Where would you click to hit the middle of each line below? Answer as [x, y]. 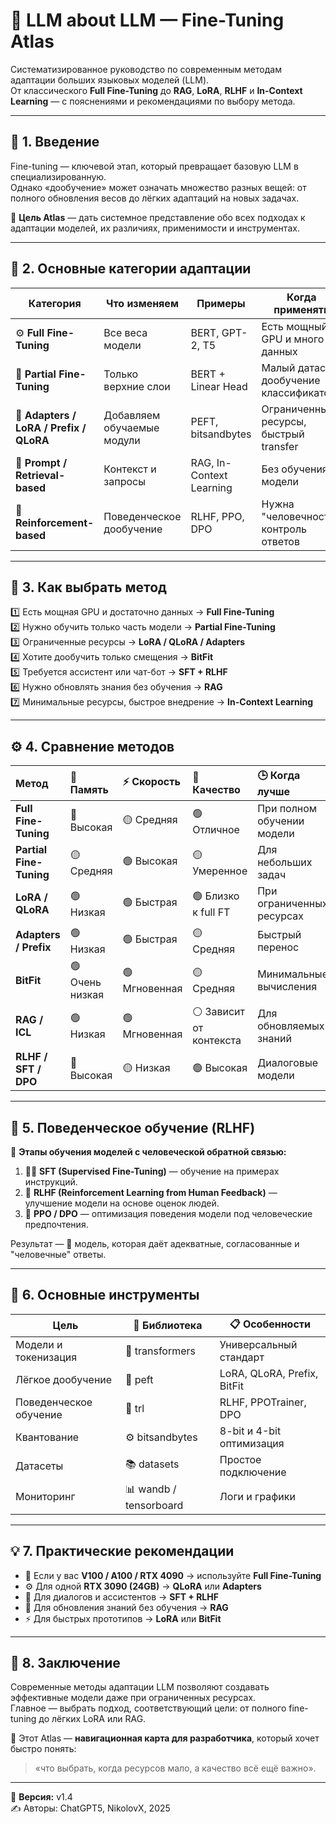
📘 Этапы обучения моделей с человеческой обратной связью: [148, 1152]
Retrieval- [40, 475]
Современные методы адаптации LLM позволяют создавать [140, 1687]
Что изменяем [142, 303]
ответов [280, 541]
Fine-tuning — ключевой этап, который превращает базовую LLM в [154, 166]
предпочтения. [56, 1224]
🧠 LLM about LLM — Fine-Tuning [147, 20]
